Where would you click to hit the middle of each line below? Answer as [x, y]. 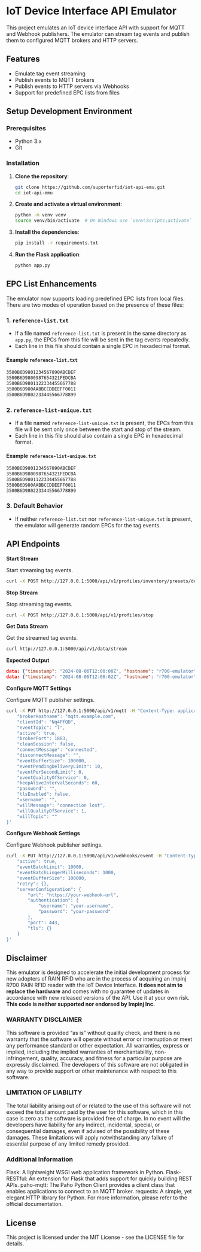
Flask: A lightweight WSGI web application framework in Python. [86, 1172]
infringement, [23, 1058]
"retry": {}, [33, 884]
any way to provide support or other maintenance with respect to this [92, 1071]
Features [23, 59]
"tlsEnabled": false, [44, 794]
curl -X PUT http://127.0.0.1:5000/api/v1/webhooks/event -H [84, 856]
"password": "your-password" [74, 912]
